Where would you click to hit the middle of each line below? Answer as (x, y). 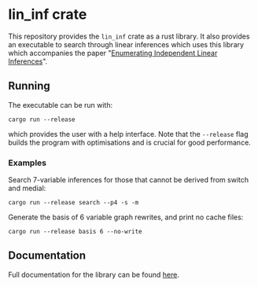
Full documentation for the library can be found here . (94, 274)
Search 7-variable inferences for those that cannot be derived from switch (129, 180)
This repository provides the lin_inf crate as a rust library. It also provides (129, 36)
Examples (28, 163)
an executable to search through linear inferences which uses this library (126, 44)
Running (29, 86)
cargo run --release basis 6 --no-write (76, 232)
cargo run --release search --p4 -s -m (74, 203)
